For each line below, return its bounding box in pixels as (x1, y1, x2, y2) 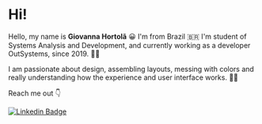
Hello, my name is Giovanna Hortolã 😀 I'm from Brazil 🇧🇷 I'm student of (8, 32, 247, 41)
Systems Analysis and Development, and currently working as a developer (8, 40, 251, 50)
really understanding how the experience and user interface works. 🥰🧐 (8, 73, 239, 82)
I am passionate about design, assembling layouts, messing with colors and (8, 64, 255, 73)
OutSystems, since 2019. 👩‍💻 (8, 49, 101, 58)
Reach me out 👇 (8, 88, 61, 98)
